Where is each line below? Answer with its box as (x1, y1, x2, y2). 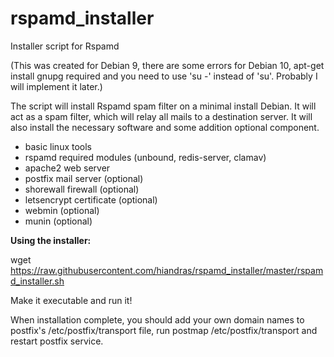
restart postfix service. (10, 335, 104, 347)
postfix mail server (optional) (24, 172, 144, 184)
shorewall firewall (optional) (24, 183, 140, 195)
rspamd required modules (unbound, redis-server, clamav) (24, 151, 267, 163)
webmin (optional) (24, 204, 100, 216)
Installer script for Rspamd (10, 40, 120, 52)
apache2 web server (24, 162, 111, 174)
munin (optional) (24, 215, 93, 227)
